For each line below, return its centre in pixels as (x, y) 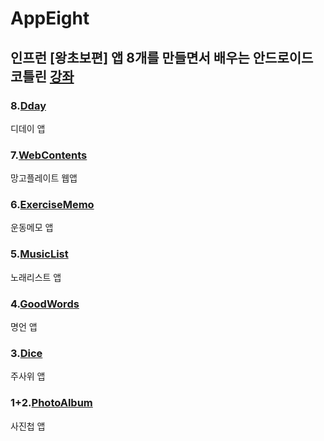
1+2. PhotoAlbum (51, 403)
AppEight (50, 18)
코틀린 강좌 (42, 76)
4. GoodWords (45, 304)
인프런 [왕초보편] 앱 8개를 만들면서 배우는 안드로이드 (162, 57)
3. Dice (26, 353)
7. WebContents (49, 155)
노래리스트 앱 (36, 277)
